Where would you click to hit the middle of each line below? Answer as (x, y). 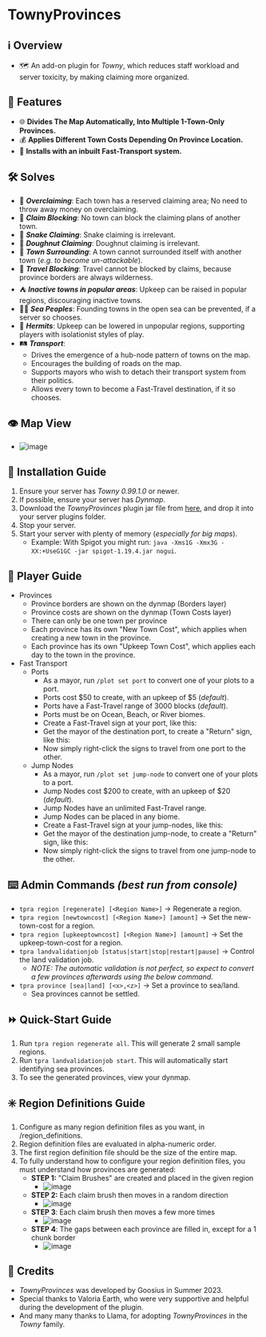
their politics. (52, 380)
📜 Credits (31, 1271)
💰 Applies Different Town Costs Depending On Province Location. (131, 139)
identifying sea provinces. (62, 1069)
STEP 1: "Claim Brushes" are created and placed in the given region (142, 1178)
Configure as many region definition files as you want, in (112, 1126)
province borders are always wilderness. (86, 277)
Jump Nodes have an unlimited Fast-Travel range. (125, 808)
